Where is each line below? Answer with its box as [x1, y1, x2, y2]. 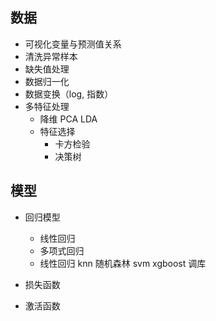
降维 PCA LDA [39, 113, 98, 125]
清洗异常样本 [24, 50, 78, 62]
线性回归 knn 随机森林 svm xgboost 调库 [39, 257, 207, 269]
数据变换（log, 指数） [24, 88, 114, 100]
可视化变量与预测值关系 [24, 38, 122, 50]
